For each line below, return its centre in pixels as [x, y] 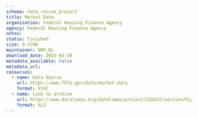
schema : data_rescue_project [42, 12]
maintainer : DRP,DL [30, 50]
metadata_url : [24, 66]
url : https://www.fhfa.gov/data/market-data [72, 83]
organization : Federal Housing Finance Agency [64, 22]
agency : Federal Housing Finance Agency [57, 28]
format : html [33, 89]
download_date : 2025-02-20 [39, 56]
